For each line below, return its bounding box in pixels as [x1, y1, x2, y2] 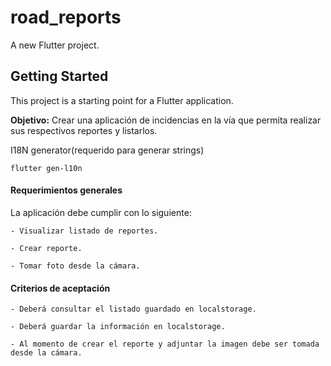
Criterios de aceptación [10, 282, 111, 294]
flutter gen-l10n [10, 163, 83, 173]
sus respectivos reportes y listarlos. [10, 124, 158, 136]
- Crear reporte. [10, 243, 83, 253]
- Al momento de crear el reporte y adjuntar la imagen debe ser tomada [10, 339, 320, 350]
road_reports [10, 6, 122, 29]
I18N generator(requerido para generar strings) [10, 144, 205, 156]
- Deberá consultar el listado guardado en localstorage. [10, 304, 257, 315]
